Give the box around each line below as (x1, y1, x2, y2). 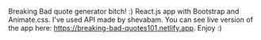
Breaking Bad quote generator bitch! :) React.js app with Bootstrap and (8, 7, 240, 16)
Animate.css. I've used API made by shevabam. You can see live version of (8, 15, 254, 24)
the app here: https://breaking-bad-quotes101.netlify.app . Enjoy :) (8, 24, 222, 32)
